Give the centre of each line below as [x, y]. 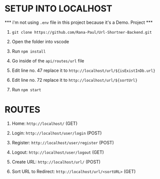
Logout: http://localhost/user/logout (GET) [58, 152]
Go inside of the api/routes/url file [48, 60]
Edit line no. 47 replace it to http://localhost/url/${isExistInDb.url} [83, 70]
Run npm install [29, 51]
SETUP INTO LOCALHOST [58, 9]
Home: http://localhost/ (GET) [45, 123]
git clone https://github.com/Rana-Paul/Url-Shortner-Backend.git [82, 32]
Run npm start [27, 89]
